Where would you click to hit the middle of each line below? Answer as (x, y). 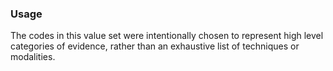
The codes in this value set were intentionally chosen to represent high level (167, 36)
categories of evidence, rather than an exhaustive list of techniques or (155, 46)
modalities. (33, 57)
